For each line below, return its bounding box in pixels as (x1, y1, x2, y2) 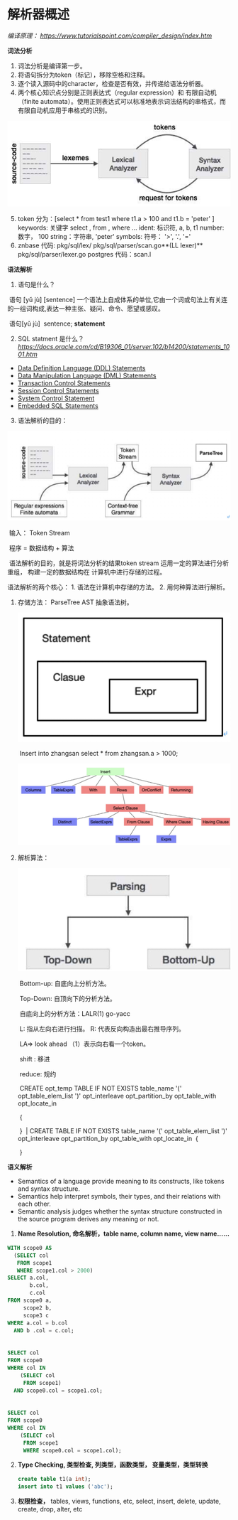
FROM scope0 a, (7, 1297, 52, 1305)
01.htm (17, 350, 38, 358)
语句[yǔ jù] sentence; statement (8, 319, 106, 328)
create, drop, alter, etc (17, 1505, 83, 1514)
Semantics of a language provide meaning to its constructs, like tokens (17, 1177, 225, 1185)
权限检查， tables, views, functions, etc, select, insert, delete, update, (17, 1497, 221, 1506)
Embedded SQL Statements (17, 402, 99, 410)
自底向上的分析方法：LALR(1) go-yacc (19, 1009, 131, 1017)
